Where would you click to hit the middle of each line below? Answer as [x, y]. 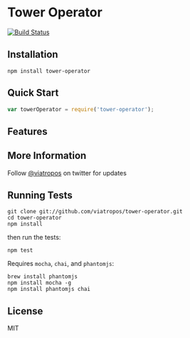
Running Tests [40, 196]
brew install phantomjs [43, 277]
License [25, 311]
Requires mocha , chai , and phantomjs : [61, 264]
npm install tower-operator [49, 71]
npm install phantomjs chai [49, 290]
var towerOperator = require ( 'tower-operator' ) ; [81, 109]
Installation [33, 55]
